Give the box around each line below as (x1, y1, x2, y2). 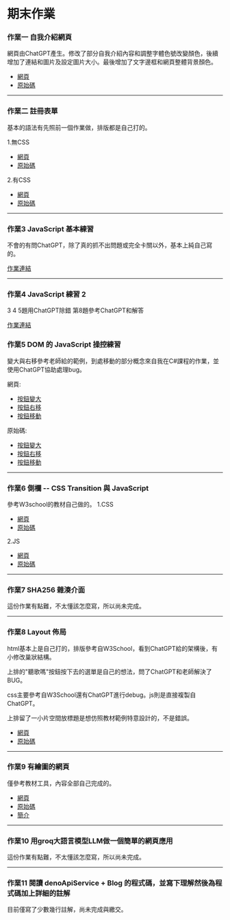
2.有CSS (7, 176, 31, 184)
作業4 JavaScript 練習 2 (7, 290, 87, 299)
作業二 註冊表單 (7, 106, 58, 116)
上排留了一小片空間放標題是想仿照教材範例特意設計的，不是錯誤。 (7, 713, 193, 722)
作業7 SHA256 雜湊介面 (7, 585, 86, 595)
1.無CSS (7, 138, 29, 146)
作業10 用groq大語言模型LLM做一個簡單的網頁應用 (7, 836, 173, 845)
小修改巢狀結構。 (7, 653, 55, 661)
